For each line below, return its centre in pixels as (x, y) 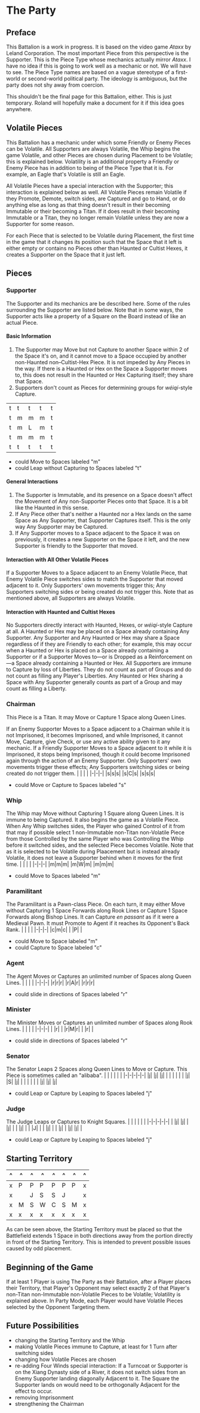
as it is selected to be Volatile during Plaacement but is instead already (93, 851)
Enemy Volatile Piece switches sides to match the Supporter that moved (95, 579)
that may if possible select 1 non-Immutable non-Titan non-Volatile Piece (96, 832)
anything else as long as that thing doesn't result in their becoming (88, 205)
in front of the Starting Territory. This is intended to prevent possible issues (99, 1242)
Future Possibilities (43, 1326)
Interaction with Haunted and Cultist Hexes (61, 612)
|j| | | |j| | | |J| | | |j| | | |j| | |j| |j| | (44, 1128)
